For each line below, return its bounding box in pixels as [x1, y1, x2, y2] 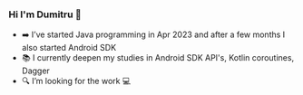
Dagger [21, 65, 51, 76]
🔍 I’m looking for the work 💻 [21, 76, 132, 87]
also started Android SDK [21, 43, 117, 53]
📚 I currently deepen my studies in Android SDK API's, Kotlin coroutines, [21, 52, 295, 63]
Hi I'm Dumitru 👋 [8, 8, 83, 21]
